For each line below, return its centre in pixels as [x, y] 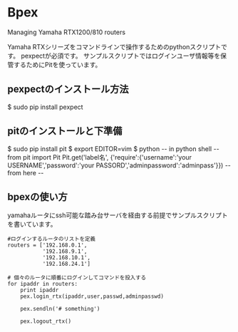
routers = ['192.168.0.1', [47, 245]
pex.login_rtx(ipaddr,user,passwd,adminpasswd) [92, 296]
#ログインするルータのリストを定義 [52, 239]
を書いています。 [32, 224]
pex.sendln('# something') [60, 309]
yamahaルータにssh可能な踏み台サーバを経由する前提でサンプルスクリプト [118, 215]
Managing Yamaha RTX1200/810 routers [67, 32]
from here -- [26, 172]
